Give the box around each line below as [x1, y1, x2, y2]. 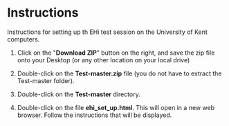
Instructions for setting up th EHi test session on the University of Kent [7, 28, 208, 36]
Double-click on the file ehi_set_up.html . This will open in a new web [17, 103, 215, 111]
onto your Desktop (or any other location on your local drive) [17, 55, 190, 64]
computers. [7, 35, 40, 43]
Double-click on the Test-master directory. [17, 90, 140, 98]
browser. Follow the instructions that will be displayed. [17, 111, 172, 119]
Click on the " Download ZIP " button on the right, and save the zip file [17, 48, 215, 57]
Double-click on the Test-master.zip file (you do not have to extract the [17, 69, 223, 78]
